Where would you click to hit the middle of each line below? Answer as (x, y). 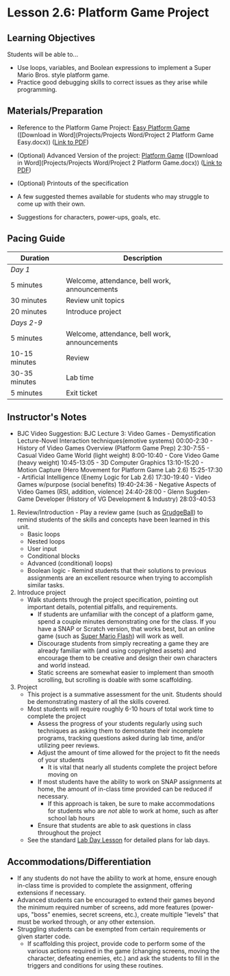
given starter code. (44, 936)
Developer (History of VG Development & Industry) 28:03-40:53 (125, 499)
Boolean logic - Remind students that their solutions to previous (117, 571)
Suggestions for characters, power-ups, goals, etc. (89, 217)
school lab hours (71, 818)
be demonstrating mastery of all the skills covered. (99, 702)
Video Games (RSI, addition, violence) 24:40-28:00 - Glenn (101, 492)
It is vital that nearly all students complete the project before (132, 767)
